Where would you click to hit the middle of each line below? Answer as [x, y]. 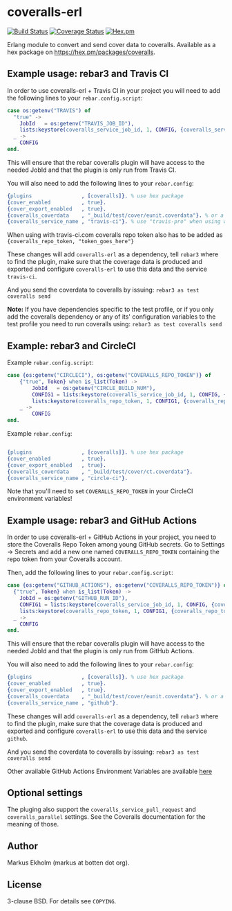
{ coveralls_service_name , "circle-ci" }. [68, 478]
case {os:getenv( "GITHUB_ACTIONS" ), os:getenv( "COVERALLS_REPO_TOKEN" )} [114, 585]
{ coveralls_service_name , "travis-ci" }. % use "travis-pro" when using [114, 222]
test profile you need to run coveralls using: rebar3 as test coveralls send [115, 324]
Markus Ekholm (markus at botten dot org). [68, 863]
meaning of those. [33, 824]
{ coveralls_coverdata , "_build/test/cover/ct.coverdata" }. [100, 472]
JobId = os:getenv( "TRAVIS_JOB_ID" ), [77, 123]
